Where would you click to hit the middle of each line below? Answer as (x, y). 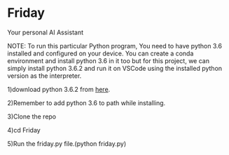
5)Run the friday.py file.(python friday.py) (67, 143)
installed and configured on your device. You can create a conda (100, 53)
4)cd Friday (24, 130)
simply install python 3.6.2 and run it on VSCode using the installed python (115, 68)
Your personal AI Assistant (46, 32)
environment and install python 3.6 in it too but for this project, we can (109, 60)
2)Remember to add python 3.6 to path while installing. (86, 102)
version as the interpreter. (44, 76)
